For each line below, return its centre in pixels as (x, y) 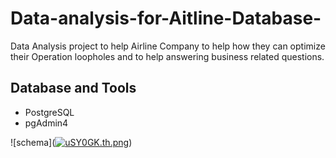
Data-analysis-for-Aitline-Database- (166, 18)
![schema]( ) (71, 142)
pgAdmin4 (46, 123)
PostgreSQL (49, 112)
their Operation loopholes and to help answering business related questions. (167, 56)
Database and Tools (73, 88)
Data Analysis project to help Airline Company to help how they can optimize (168, 46)
